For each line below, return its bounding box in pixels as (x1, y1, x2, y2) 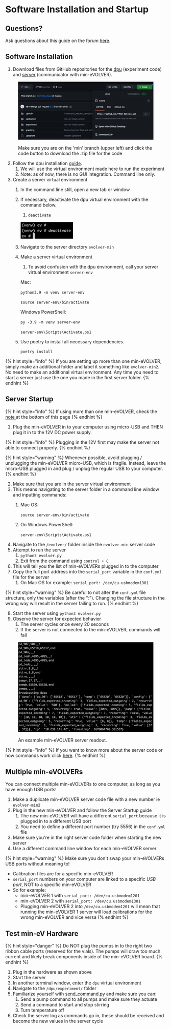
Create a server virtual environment (12, 176, 88, 182)
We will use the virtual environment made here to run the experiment (20, 166, 165, 172)
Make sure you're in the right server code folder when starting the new (12, 834, 162, 841)
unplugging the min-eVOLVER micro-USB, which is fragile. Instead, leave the (5, 460, 166, 466)
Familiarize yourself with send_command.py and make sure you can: (12, 991, 157, 997)
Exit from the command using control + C (20, 558, 109, 564)
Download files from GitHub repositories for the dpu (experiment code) (12, 66, 162, 72)
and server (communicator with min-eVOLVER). (12, 71, 112, 77)
